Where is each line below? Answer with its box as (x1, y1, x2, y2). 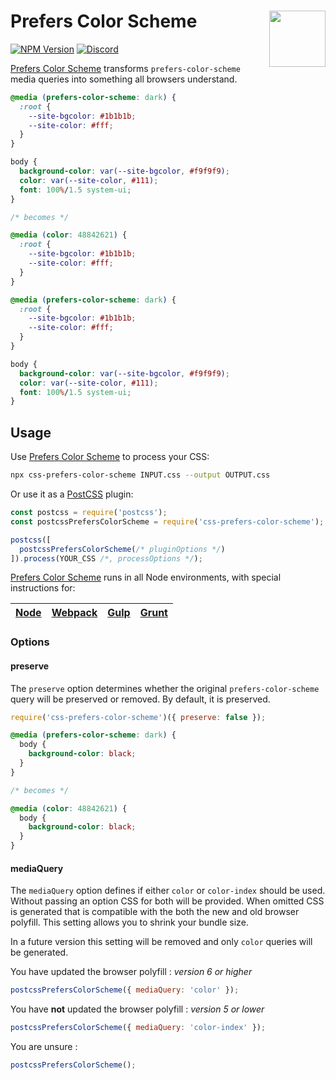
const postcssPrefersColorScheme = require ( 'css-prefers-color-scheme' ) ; (10, 516, 325, 527)
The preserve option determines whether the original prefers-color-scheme (10, 682, 320, 694)
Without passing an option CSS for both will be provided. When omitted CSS (10, 895, 325, 907)
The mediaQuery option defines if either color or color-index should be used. (10, 885, 326, 897)
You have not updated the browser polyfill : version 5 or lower (10, 1003, 265, 1015)
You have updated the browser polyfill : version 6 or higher (10, 966, 253, 978)
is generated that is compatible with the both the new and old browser (10, 906, 300, 918)
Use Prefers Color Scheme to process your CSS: (10, 451, 210, 463)
